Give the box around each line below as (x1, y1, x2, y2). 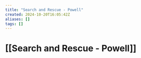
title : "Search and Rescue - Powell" (5, 7, 84, 12)
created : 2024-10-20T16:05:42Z (5, 12, 70, 17)
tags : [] (5, 21, 23, 26)
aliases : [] (5, 16, 30, 21)
